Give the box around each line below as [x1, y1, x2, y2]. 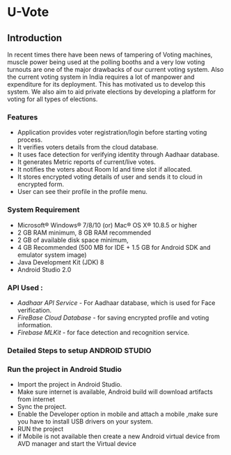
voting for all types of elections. [7, 95, 98, 103]
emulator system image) [17, 251, 87, 259]
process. [17, 135, 43, 144]
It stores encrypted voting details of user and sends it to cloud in [17, 172, 203, 181]
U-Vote [7, 4, 49, 20]
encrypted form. [17, 180, 65, 188]
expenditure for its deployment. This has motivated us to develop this [7, 80, 206, 88]
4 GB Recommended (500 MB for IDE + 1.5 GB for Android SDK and [17, 243, 211, 251]
